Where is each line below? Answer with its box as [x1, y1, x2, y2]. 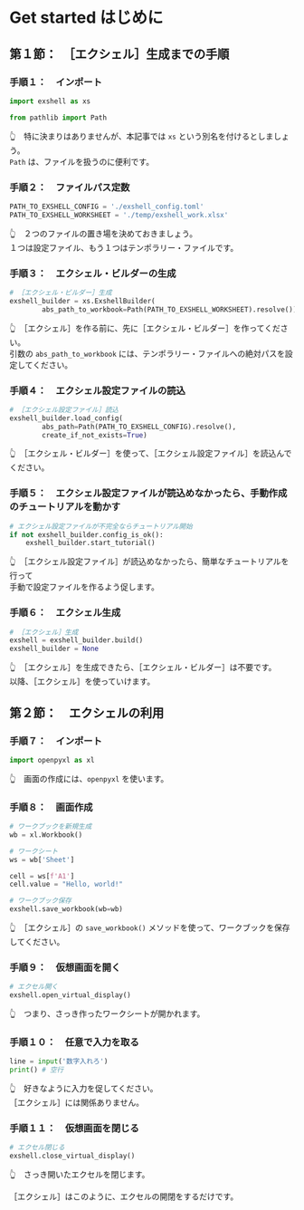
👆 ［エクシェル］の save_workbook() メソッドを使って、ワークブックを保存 [9, 922, 291, 933]
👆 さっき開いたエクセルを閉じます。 [9, 1169, 150, 1180]
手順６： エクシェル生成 [9, 607, 121, 619]
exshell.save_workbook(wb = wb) [9, 905, 124, 914]
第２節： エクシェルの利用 [9, 705, 165, 720]
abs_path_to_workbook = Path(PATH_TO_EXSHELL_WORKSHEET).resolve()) [42, 304, 298, 314]
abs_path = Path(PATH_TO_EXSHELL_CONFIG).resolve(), [42, 422, 237, 431]
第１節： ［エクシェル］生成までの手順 [9, 46, 230, 62]
